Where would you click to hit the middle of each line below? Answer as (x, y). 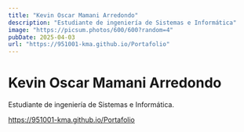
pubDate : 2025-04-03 (42, 37)
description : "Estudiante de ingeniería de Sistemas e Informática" (122, 23)
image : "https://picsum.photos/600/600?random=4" (91, 30)
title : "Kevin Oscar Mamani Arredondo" (73, 15)
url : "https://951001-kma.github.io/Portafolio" (89, 45)
